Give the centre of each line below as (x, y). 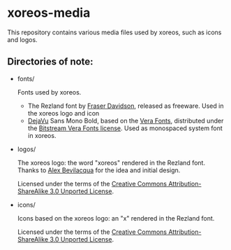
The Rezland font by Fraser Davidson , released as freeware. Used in (126, 106)
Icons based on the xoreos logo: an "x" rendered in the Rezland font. (116, 218)
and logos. (22, 39)
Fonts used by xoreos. (49, 92)
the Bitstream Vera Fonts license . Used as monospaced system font (125, 128)
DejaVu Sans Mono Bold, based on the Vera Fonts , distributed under (126, 120)
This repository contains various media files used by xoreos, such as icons (114, 32)
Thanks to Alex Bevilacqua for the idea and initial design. (99, 170)
